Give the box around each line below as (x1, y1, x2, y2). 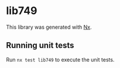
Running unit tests (6, 40, 74, 50)
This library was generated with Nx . (6, 23, 92, 30)
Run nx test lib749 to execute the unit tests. (6, 56, 115, 63)
